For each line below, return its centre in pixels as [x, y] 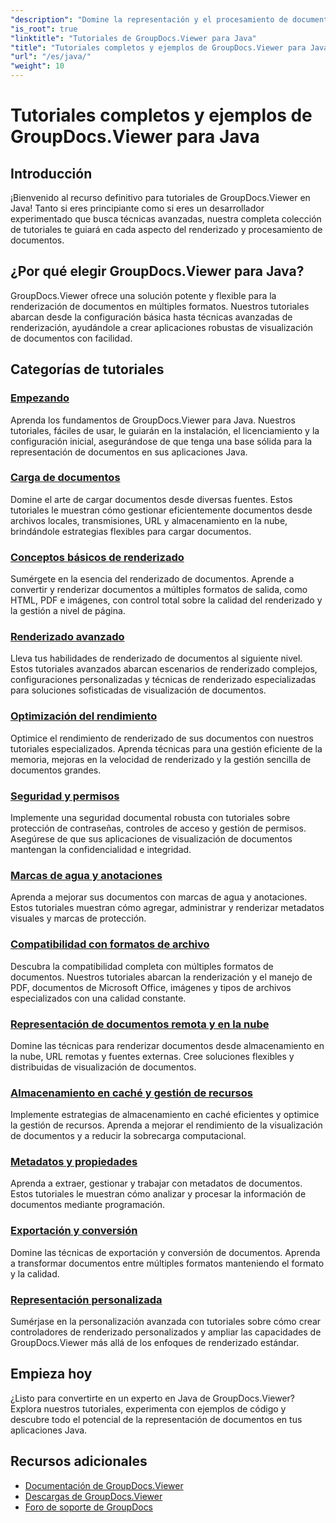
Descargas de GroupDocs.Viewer [93, 1496]
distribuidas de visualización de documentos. [103, 1067]
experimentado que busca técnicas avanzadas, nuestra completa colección [166, 219]
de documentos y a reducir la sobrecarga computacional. [128, 1136]
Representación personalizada [86, 1299]
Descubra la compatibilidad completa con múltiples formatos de [142, 966]
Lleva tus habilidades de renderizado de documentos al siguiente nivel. [156, 658]
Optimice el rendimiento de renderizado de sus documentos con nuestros [162, 738]
